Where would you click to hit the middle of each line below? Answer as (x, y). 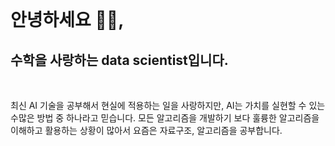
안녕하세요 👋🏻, (67, 20)
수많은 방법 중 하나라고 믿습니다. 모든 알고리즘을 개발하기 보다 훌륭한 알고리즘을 (165, 118)
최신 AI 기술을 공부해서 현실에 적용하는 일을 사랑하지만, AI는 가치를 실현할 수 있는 (168, 105)
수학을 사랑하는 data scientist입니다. (119, 60)
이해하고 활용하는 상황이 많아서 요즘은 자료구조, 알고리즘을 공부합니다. (146, 130)
